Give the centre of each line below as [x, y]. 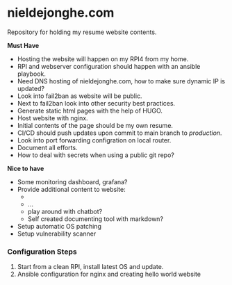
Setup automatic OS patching [59, 226]
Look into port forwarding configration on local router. [94, 140]
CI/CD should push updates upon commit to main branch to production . [119, 133]
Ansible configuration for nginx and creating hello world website [109, 274]
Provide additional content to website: [72, 189]
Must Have [23, 45]
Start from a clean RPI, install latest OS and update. [90, 267]
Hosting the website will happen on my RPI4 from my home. [103, 59]
